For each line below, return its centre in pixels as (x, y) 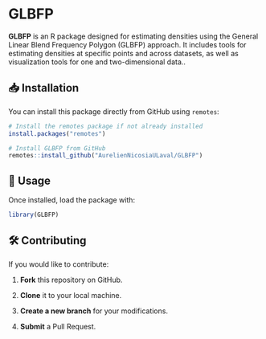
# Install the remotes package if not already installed (106, 126)
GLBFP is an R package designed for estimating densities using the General (133, 36)
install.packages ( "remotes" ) (57, 133)
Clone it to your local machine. (71, 295)
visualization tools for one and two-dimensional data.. (97, 62)
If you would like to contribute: (59, 264)
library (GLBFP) (34, 215)
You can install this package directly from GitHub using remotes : (114, 111)
